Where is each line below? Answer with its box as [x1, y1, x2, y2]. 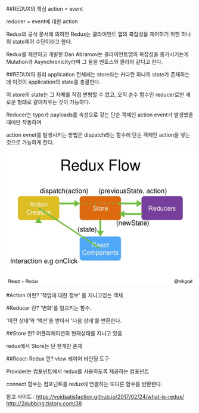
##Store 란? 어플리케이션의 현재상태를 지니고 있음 [6, 330, 123, 337]
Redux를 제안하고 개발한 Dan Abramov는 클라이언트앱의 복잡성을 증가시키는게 [6, 51, 189, 58]
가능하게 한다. [21, 139, 54, 146]
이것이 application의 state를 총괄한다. [12, 78, 101, 85]
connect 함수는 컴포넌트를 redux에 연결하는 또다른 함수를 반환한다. [6, 381, 163, 388]
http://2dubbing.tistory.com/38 [6, 400, 82, 407]
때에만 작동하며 [6, 119, 42, 125]
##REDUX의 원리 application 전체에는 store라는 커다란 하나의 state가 [6, 71, 170, 78]
